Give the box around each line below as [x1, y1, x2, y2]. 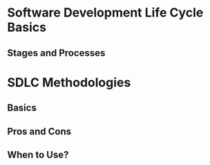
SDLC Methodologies [7, 75, 131, 90]
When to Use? [7, 148, 69, 160]
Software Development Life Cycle [7, 5, 204, 21]
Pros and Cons [7, 126, 71, 137]
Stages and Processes [7, 47, 106, 59]
